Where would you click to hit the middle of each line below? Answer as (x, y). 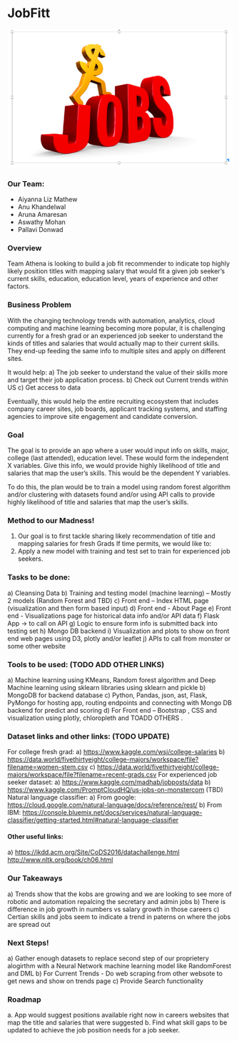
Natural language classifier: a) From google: (72, 798)
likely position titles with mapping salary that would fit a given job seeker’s (116, 271)
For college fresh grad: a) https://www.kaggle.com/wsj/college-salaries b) (116, 752)
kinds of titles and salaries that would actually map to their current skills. (113, 343)
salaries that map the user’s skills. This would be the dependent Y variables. (119, 473)
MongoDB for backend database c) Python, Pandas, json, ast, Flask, (107, 695)
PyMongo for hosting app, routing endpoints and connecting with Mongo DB (119, 702)
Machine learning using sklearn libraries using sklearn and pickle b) (107, 687)
